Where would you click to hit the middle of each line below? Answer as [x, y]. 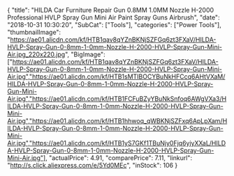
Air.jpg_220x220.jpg [36, 54]
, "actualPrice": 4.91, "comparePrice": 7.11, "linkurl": [119, 158]
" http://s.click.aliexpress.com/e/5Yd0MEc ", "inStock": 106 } [93, 165]
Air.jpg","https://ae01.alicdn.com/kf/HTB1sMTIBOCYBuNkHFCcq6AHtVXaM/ [116, 77]
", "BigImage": [86, 54]
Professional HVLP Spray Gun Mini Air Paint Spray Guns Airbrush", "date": [114, 17]
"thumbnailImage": [34, 32]
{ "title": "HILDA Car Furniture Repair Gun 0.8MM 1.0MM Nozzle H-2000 [111, 10]
